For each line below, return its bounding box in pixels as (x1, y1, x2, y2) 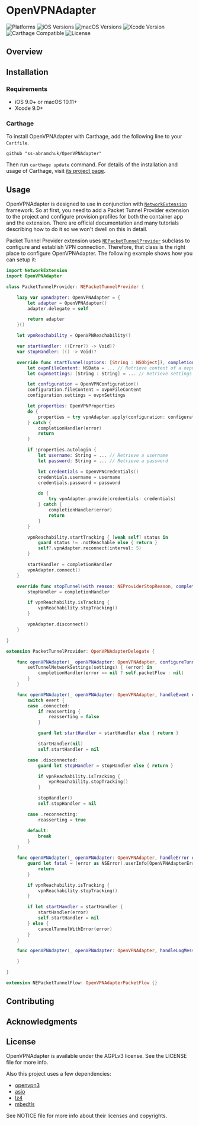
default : (27, 827, 49, 833)
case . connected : (27, 703, 70, 709)
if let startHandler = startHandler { (27, 904, 123, 910)
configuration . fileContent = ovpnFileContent (27, 387, 142, 393)
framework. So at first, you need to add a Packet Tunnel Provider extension (6, 207, 190, 214)
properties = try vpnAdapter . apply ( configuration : (37, 414, 166, 420)
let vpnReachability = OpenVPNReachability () (17, 333, 131, 339)
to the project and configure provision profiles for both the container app (6, 213, 184, 220)
